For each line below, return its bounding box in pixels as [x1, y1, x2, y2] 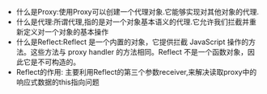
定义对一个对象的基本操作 [23, 27, 109, 36]
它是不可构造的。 [23, 57, 81, 67]
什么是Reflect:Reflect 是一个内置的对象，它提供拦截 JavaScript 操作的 [15, 37, 249, 47]
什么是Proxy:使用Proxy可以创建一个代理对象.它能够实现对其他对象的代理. [15, 7, 260, 16]
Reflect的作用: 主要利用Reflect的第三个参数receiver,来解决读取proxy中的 [15, 67, 257, 76]
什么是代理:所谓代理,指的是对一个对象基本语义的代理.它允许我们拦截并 [15, 17, 249, 27]
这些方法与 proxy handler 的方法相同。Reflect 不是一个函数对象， [30, 47, 248, 56]
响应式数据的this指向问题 [15, 77, 100, 87]
